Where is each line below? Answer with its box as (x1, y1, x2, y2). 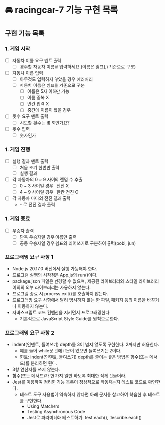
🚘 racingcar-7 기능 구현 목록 (5, 4, 118, 16)
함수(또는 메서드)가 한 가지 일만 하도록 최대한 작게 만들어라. (12, 372, 127, 378)
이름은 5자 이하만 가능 (27, 88, 70, 94)
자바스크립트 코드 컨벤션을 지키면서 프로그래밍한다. (12, 309, 110, 316)
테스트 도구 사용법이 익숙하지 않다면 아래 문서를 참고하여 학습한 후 (19, 391, 147, 397)
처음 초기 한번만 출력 (19, 165, 60, 170)
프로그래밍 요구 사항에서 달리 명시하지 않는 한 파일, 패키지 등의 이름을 (12, 297, 146, 303)
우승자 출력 (12, 227, 34, 234)
